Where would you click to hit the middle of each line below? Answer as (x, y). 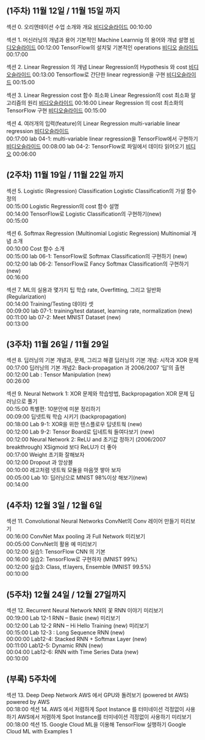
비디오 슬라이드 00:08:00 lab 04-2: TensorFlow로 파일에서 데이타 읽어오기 (95, 146)
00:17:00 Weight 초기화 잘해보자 (45, 455)
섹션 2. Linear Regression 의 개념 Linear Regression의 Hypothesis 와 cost (97, 67)
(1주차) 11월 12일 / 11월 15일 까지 (63, 11)
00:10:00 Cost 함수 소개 (35, 248)
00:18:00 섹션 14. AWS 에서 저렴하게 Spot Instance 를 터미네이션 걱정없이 (95, 709)
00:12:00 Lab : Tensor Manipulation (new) (59, 375)
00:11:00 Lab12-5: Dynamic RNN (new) (55, 645)
